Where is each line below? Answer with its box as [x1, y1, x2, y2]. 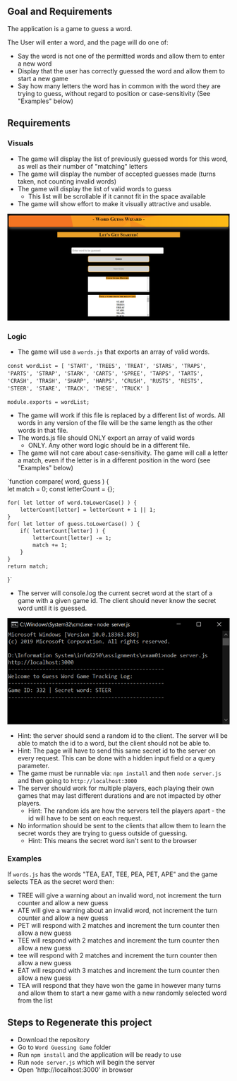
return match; [7, 563, 49, 570]
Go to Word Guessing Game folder [17, 1043, 111, 1051]
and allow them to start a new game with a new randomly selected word [17, 989, 227, 997]
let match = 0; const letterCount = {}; [7, 484, 115, 493]
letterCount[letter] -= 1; [32, 534, 112, 542]
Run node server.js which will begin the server [17, 1058, 155, 1066]
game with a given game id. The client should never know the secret [17, 596, 217, 604]
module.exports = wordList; [7, 398, 90, 405]
